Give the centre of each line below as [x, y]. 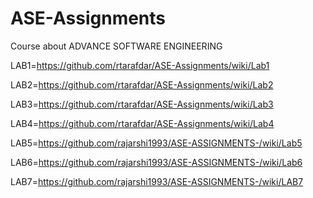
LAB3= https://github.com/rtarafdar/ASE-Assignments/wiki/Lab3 [142, 104]
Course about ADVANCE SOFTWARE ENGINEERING [116, 46]
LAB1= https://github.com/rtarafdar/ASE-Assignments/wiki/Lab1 [140, 65]
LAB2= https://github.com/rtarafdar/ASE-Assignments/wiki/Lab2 [142, 84]
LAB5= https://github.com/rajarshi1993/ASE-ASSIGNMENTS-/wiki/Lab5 [156, 143]
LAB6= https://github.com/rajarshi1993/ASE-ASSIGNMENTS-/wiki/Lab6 [156, 162]
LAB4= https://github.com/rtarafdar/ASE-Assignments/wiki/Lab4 [142, 123]
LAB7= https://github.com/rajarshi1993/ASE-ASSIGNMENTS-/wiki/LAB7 [157, 181]
